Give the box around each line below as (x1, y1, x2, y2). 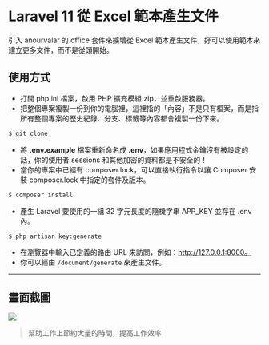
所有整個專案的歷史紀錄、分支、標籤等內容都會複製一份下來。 (19, 113, 224, 123)
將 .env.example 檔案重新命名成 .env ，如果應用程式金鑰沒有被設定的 (19, 145, 249, 154)
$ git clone (8, 129, 48, 137)
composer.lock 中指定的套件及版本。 (29, 175, 151, 184)
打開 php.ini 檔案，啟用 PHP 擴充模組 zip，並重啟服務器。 (19, 93, 210, 103)
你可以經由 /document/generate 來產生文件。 (19, 257, 167, 268)
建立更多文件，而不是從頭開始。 (8, 45, 114, 54)
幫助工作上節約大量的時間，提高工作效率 (27, 328, 162, 338)
